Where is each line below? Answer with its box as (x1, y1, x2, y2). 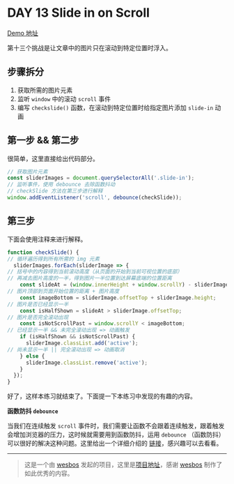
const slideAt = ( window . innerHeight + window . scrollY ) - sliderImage (19, 281, 229, 289)
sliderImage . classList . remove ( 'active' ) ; (25, 359, 148, 366)
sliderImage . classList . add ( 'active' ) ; (25, 340, 139, 347)
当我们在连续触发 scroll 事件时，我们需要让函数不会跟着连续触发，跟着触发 (7, 422, 225, 430)
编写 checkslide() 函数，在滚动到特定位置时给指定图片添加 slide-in (17, 103, 214, 112)
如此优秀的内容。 (24, 469, 74, 478)
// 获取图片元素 (7, 168, 48, 175)
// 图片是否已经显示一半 (7, 301, 69, 308)
